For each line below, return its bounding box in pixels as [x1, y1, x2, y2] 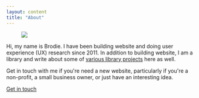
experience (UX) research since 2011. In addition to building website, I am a [6, 49, 193, 56]
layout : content [6, 8, 47, 15]
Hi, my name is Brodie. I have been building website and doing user [6, 42, 174, 50]
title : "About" [6, 15, 45, 21]
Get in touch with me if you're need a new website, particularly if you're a [6, 67, 189, 74]
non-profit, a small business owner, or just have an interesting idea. [6, 73, 174, 80]
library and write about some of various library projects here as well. [6, 55, 176, 62]
